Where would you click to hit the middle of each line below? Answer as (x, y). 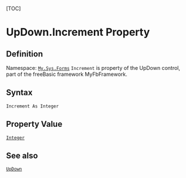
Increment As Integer (33, 106)
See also (22, 156)
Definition (24, 54)
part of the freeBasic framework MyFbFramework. (67, 74)
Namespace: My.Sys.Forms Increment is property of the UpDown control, (93, 68)
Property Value (34, 124)
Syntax (19, 93)
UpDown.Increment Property (78, 32)
